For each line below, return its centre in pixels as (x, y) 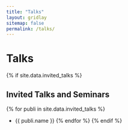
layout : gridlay (26, 18)
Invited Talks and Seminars (58, 94)
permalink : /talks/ (31, 29)
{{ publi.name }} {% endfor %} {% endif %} (68, 121)
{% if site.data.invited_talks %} (44, 76)
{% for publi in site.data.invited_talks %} (56, 109)
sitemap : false (25, 23)
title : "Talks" (25, 12)
